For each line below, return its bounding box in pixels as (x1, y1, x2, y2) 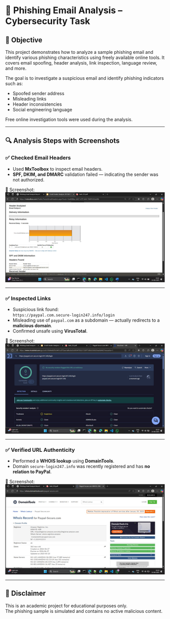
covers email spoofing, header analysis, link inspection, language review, (5, 60, 158, 66)
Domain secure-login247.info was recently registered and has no (12, 463, 150, 470)
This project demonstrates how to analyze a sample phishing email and (5, 49, 153, 55)
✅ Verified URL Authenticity (5, 446, 75, 453)
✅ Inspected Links (5, 295, 51, 302)
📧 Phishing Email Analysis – (5, 5, 123, 16)
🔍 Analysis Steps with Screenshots (5, 137, 120, 145)
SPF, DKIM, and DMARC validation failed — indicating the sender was (12, 171, 158, 177)
